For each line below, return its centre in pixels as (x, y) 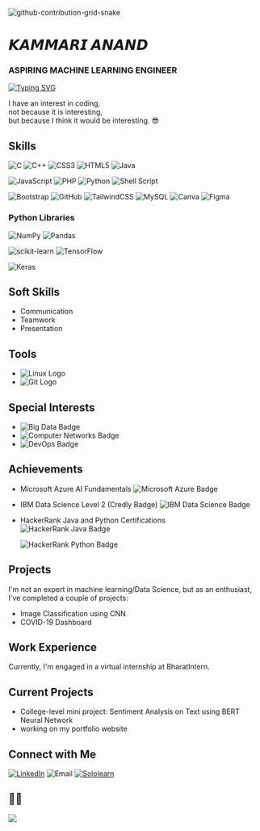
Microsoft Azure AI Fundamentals (75, 489)
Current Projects (51, 692)
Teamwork (38, 320)
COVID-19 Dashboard (56, 622)
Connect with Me (52, 754)
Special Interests (52, 407)
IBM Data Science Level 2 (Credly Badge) (89, 504)
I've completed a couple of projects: (69, 598)
